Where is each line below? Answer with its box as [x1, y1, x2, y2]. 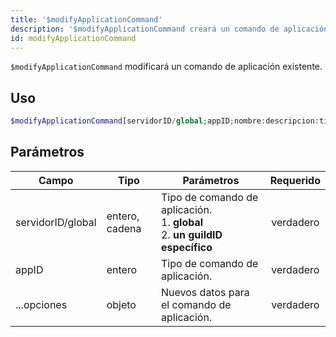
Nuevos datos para [161, 285, 250, 299]
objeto [106, 297, 137, 311]
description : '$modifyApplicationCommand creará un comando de [10, 24, 280, 34]
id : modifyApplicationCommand [10, 33, 137, 43]
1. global [161, 215, 204, 229]
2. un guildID [161, 227, 223, 241]
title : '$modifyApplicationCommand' [10, 14, 163, 25]
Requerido [269, 173, 321, 187]
